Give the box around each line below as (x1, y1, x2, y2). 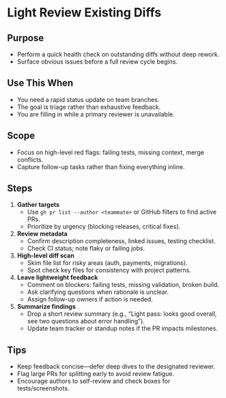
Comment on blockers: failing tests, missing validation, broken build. (27, 281, 220, 289)
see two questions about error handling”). (27, 317, 145, 325)
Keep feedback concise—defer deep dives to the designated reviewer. (16, 362, 216, 371)
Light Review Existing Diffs (7, 5, 162, 21)
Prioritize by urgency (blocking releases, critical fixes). (27, 223, 181, 231)
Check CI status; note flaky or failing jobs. (27, 245, 145, 253)
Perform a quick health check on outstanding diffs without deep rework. (16, 50, 220, 58)
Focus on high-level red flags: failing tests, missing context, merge (16, 148, 205, 156)
